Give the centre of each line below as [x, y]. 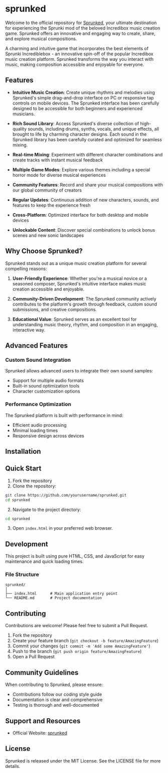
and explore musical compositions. [41, 39]
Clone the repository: [34, 486]
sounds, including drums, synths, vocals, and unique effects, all [93, 129]
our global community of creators [47, 190]
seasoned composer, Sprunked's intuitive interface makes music [79, 283]
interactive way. [29, 330]
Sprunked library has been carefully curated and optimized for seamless [87, 139]
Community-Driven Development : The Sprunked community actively [84, 299]
